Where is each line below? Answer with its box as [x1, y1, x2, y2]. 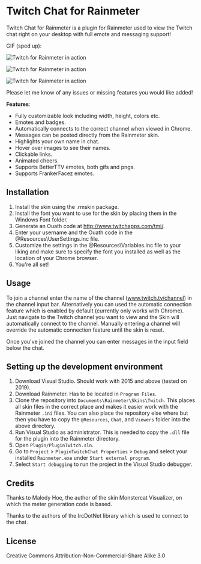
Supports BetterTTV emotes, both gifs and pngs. [14, 163, 135, 170]
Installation [6, 187, 49, 197]
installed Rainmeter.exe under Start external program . [14, 454, 151, 462]
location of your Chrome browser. [14, 254, 98, 261]
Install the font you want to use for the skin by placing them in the [14, 209, 177, 217]
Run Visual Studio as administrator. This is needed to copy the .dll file [14, 429, 190, 436]
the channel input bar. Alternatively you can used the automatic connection [6, 300, 192, 308]
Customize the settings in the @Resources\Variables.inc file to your [14, 241, 181, 249]
